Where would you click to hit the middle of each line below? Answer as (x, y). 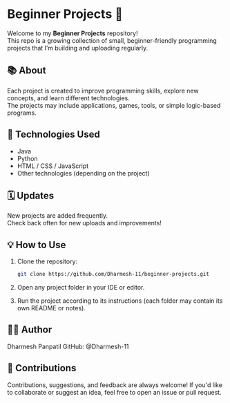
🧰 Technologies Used (54, 134)
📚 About (27, 71)
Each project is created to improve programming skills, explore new (103, 91)
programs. (22, 113)
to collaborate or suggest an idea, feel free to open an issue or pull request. (115, 392)
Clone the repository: (47, 261)
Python (27, 158)
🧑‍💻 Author (30, 330)
